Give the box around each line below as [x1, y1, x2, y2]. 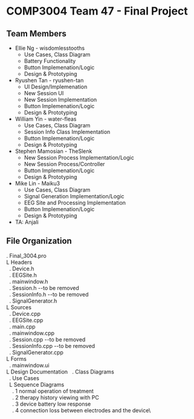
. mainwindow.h [8, 278, 48, 285]
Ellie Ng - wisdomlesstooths [15, 44, 85, 52]
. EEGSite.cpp [8, 317, 44, 324]
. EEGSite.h [8, 271, 37, 278]
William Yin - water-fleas [15, 115, 77, 122]
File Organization [6, 236, 73, 246]
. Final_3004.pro [6, 252, 47, 259]
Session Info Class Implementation [24, 129, 111, 135]
